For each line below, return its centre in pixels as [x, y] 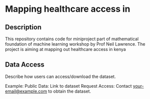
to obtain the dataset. [70, 91]
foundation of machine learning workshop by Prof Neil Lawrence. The [75, 44]
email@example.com [26, 91]
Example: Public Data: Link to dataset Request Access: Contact [68, 86]
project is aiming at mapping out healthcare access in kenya [65, 49]
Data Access [25, 65]
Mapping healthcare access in [68, 9]
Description [23, 27]
